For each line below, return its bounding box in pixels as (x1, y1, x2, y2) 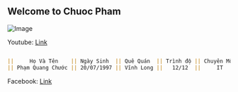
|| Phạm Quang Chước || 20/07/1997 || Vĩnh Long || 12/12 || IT (7, 64, 223, 71)
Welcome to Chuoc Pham (7, 6, 122, 18)
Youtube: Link (7, 38, 47, 46)
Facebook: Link (7, 77, 52, 85)
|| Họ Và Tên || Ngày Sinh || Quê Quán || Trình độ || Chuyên (7, 58, 223, 65)
